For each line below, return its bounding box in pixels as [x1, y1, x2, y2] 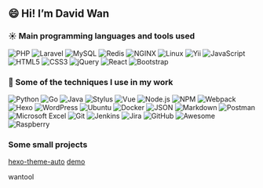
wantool [8, 172, 35, 182]
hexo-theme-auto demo [8, 157, 86, 167]
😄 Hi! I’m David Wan [8, 7, 110, 20]
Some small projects [8, 138, 88, 149]
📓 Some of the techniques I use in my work [8, 76, 174, 87]
